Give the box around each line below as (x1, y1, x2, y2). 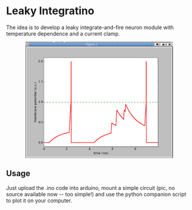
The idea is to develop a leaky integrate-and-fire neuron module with (6, 24, 174, 31)
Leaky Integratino (6, 4, 95, 18)
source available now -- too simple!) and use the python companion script (6, 190, 187, 198)
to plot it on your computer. (6, 197, 73, 204)
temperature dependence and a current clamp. (6, 30, 120, 37)
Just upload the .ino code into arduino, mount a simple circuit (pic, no (6, 184, 175, 191)
